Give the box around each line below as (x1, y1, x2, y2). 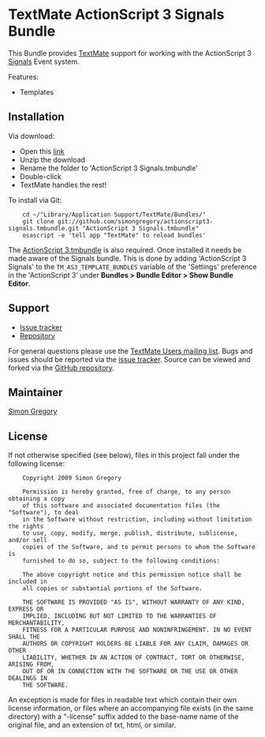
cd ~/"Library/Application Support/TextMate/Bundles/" (22, 211, 207, 219)
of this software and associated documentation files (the (22, 502, 221, 510)
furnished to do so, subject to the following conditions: (22, 557, 221, 565)
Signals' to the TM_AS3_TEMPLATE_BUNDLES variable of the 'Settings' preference (8, 262, 257, 271)
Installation (8, 110, 65, 124)
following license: (8, 459, 65, 469)
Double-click (19, 171, 62, 181)
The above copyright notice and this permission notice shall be (22, 571, 242, 579)
